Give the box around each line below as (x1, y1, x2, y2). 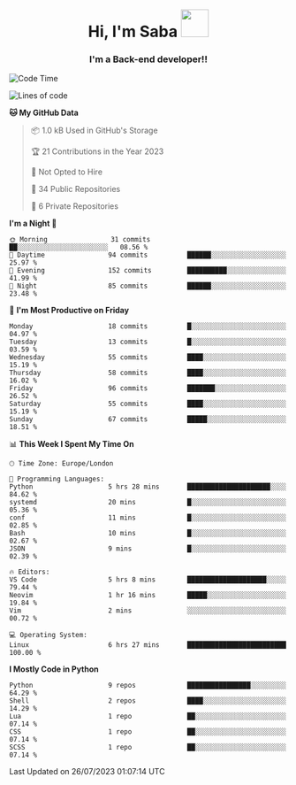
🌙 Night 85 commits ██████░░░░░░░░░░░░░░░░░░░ (9, 281, 287, 291)
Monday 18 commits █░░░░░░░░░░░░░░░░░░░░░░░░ (9, 322, 287, 331)
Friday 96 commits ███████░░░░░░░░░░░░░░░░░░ (9, 384, 287, 393)
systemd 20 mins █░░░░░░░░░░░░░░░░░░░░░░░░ (9, 498, 287, 507)
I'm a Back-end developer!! (89, 53, 208, 65)
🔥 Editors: (9, 567, 50, 577)
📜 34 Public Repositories (30, 184, 121, 195)
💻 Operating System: (9, 631, 88, 640)
